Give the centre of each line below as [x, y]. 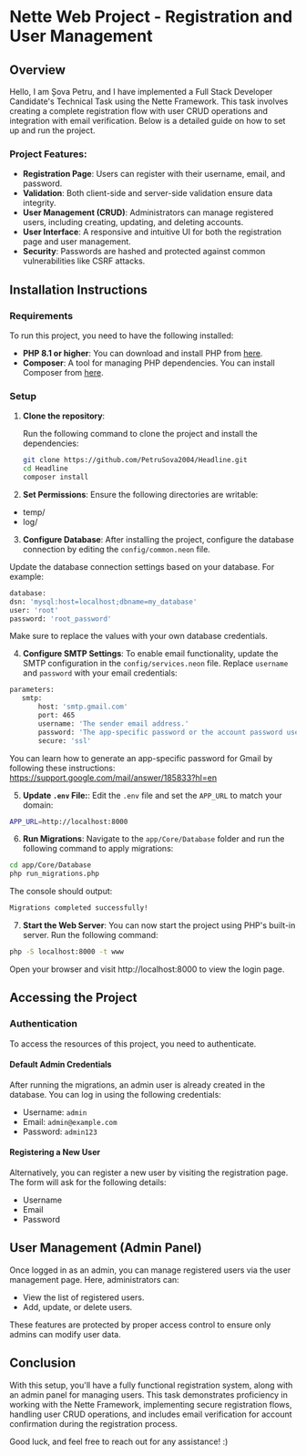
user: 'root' [34, 610]
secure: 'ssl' [65, 740]
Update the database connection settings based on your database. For [142, 566]
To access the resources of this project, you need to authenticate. [133, 1043]
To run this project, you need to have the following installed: [122, 336]
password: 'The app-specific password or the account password [160, 732]
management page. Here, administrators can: [94, 1279]
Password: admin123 [60, 1131]
